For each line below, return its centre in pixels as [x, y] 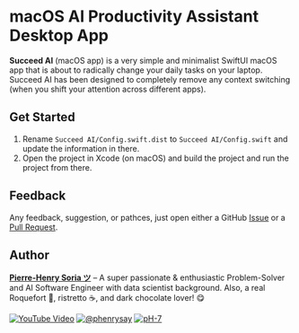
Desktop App [59, 35]
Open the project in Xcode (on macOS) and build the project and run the [155, 158]
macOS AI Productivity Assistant [134, 17]
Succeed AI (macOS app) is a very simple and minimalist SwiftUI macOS [143, 60]
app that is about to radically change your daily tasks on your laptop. [136, 70]
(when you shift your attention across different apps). [108, 89]
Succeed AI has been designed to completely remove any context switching [150, 79]
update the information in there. [81, 148]
